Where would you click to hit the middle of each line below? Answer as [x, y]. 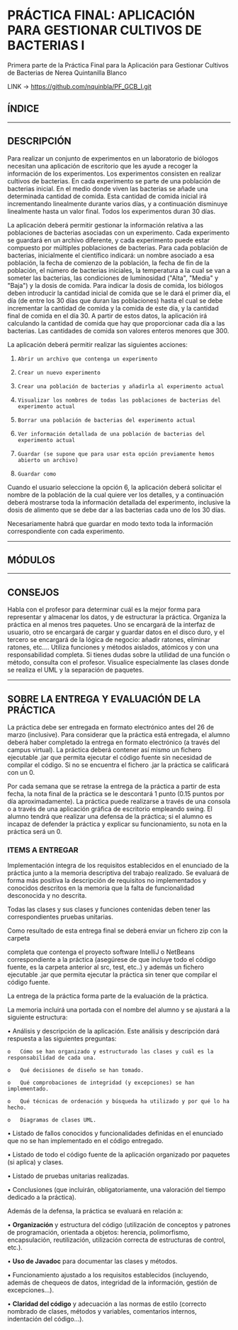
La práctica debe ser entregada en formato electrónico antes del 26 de [111, 727]
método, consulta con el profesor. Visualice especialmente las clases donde [118, 663]
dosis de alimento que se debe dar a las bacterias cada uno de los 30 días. [117, 510]
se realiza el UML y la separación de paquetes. [75, 670]
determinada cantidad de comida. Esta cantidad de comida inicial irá [107, 196]
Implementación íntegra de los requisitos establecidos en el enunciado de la [118, 865]
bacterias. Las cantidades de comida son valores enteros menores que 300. [118, 331]
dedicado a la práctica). [42, 1197]
